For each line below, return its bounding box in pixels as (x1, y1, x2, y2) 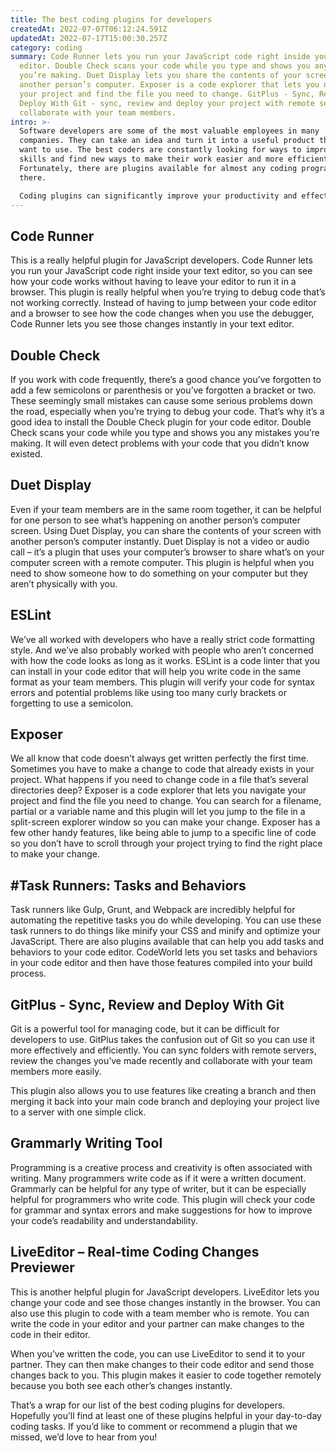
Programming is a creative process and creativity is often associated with (10, 1161, 313, 1173)
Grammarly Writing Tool (10, 1135, 163, 1152)
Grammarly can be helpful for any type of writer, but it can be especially (10, 1182, 307, 1195)
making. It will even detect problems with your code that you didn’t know (10, 437, 310, 449)
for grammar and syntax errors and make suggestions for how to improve (10, 1204, 313, 1216)
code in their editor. (10, 1328, 91, 1340)
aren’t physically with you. (10, 577, 118, 590)
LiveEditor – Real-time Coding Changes (10, 1244, 260, 1261)
